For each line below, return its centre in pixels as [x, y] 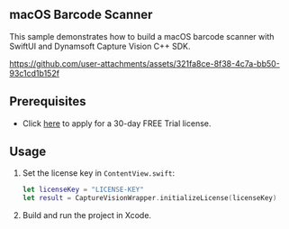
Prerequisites [48, 101]
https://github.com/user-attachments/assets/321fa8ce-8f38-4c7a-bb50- [145, 63]
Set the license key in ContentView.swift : [99, 173]
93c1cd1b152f [35, 73]
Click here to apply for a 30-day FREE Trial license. [117, 123]
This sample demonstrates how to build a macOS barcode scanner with [142, 36]
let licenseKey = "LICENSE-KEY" [83, 190]
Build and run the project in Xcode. [86, 215]
